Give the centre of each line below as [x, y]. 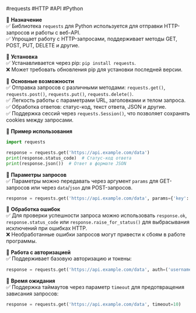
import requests [26, 142]
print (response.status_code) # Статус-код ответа [69, 158]
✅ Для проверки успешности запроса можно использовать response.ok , [97, 215]
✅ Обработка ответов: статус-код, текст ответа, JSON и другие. [86, 107]
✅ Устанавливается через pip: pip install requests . [71, 63]
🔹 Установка [22, 57]
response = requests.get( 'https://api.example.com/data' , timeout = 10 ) [94, 305]
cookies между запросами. [40, 120]
